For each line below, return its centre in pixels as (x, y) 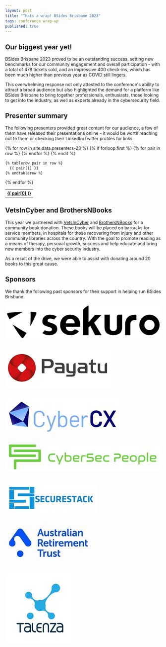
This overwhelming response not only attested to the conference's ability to (82, 85)
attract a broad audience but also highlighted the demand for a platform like (82, 90)
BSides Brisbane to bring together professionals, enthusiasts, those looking (82, 95)
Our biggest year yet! (39, 47)
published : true (22, 26)
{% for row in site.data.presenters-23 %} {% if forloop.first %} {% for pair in (83, 148)
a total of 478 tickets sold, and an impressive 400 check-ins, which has (78, 70)
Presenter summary (36, 116)
